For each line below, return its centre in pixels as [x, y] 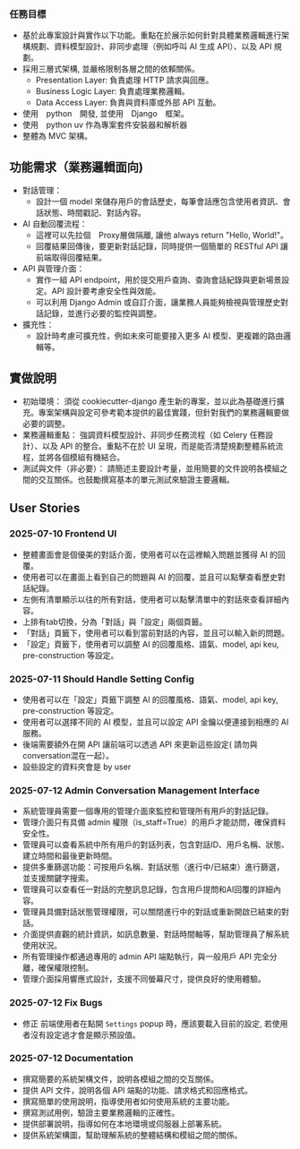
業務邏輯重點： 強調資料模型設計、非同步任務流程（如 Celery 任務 [144, 434]
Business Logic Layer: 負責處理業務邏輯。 [112, 91]
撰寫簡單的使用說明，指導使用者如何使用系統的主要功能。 [128, 1101]
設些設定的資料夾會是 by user [77, 767]
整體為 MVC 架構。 [57, 136]
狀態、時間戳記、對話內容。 [94, 213]
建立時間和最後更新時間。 [69, 856]
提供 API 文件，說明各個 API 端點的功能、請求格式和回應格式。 [137, 1090]
